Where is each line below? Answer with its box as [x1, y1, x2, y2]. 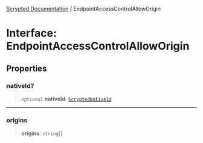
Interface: [6, 27, 57, 40]
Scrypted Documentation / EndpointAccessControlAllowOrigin [6, 5, 161, 12]
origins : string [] [21, 130, 63, 137]
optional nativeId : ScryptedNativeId [21, 95, 112, 102]
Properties [6, 63, 47, 73]
